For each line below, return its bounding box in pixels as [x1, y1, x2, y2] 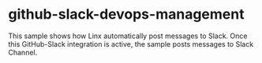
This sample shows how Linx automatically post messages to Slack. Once [8, 31, 248, 40]
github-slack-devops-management [8, 5, 245, 23]
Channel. [8, 47, 38, 57]
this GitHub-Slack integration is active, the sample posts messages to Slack [8, 39, 254, 48]
